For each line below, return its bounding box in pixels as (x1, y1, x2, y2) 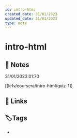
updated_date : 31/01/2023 (5, 16, 57, 21)
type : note (5, 20, 27, 26)
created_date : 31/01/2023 (5, 12, 57, 16)
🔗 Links (5, 97, 28, 105)
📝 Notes (5, 61, 30, 69)
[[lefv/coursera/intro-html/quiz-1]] (5, 83, 73, 89)
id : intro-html (5, 7, 36, 12)
